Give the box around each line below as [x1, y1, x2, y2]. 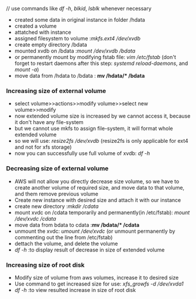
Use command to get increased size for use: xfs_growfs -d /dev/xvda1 [14, 280, 184, 287]
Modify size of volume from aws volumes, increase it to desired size [14, 274, 179, 281]
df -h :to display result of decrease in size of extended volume [14, 246, 165, 253]
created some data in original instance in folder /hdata [14, 16, 145, 23]
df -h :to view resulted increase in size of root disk [14, 286, 136, 293]
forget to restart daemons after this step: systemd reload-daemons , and [14, 60, 188, 67]
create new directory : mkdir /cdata [14, 202, 99, 209]
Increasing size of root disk [6, 260, 85, 269]
